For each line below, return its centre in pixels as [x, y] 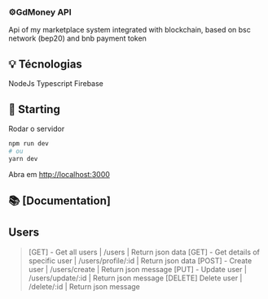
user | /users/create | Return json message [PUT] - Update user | [137, 269]
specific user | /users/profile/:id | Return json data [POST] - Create [140, 260]
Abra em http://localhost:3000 [59, 174]
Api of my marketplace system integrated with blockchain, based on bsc [130, 30]
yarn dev [23, 158]
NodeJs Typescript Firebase [56, 84]
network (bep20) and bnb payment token [77, 38]
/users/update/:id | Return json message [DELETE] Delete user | [135, 278]
